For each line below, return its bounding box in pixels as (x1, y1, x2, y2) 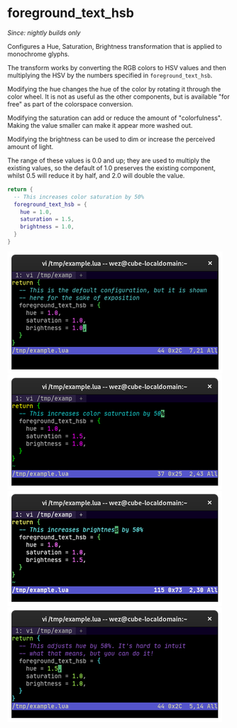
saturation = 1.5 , (20, 216, 75, 223)
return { (7, 186, 33, 193)
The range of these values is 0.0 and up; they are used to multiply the (7, 156, 211, 165)
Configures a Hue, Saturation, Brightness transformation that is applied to (7, 42, 222, 50)
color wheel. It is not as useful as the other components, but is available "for (7, 92, 230, 101)
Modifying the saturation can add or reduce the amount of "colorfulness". (7, 114, 222, 122)
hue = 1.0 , (20, 208, 53, 216)
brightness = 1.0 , (20, 224, 75, 231)
